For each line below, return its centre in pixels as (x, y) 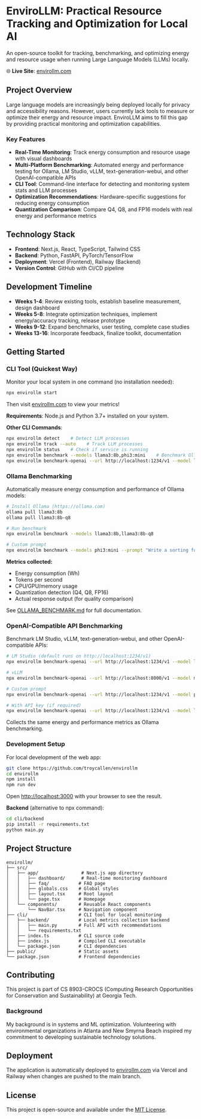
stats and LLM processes (46, 190)
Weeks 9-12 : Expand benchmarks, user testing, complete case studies (102, 327)
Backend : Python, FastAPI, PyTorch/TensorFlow (74, 255)
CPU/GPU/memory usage (46, 586)
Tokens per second (39, 580)
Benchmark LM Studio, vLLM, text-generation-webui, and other (84, 639)
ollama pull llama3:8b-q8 (38, 518)
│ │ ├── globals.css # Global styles (63, 889)
